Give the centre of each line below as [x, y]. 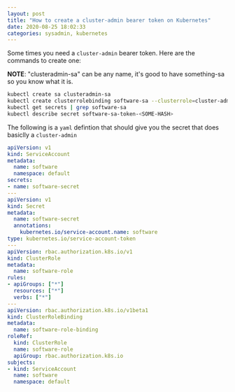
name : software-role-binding [56, 330]
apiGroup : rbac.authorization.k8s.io [69, 356]
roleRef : [20, 337]
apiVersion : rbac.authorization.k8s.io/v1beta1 [78, 310]
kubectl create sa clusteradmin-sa [59, 94]
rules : [17, 278]
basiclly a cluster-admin [42, 134]
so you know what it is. [40, 82]
